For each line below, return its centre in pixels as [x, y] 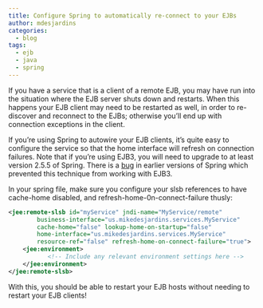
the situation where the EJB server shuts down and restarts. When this [124, 99]
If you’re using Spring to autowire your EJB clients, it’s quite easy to [119, 140]
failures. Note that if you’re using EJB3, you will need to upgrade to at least [131, 156]
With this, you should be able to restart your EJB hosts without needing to [129, 286]
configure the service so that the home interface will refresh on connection [131, 148]
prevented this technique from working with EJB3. [90, 173]
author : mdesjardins [43, 23]
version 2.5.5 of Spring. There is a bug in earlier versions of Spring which [128, 165]
